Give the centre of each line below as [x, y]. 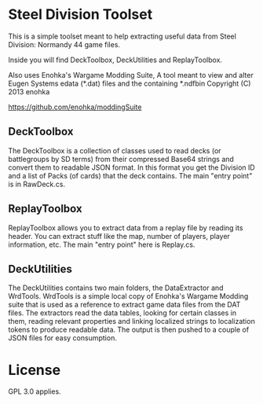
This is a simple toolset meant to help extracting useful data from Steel [122, 36]
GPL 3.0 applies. [35, 391]
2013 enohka [29, 91]
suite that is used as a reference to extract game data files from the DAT [124, 305]
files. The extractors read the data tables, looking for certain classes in [122, 313]
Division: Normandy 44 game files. [64, 44]
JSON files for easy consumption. [63, 338]
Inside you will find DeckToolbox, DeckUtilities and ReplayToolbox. [115, 60]
